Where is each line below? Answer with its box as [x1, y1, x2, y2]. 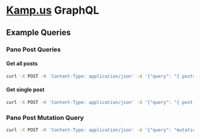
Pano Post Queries [6, 45, 61, 54]
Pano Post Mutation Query [6, 113, 85, 122]
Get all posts [6, 60, 38, 67]
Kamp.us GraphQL [6, 4, 99, 17]
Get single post [6, 86, 45, 93]
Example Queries [6, 27, 71, 38]
